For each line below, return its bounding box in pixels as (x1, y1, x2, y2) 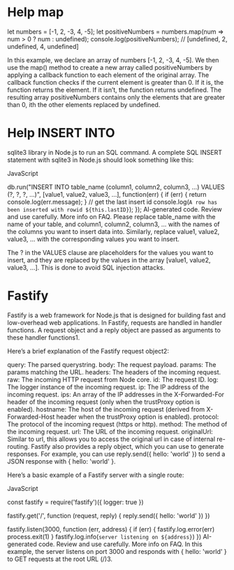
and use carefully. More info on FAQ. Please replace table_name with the (7, 212, 216, 221)
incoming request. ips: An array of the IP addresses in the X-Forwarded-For (7, 390, 225, 398)
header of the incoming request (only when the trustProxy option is (7, 397, 200, 406)
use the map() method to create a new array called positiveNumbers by (7, 63, 213, 71)
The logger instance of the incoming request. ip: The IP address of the (7, 382, 210, 391)
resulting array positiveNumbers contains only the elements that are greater (7, 92, 226, 102)
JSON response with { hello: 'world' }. (7, 457, 117, 466)
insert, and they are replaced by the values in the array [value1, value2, (7, 256, 211, 264)
